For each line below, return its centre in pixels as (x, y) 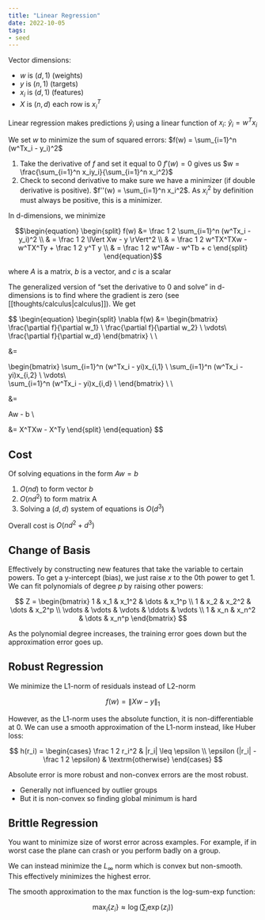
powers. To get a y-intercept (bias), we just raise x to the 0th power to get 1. (132, 578)
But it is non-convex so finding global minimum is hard (108, 798)
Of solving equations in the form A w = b (73, 474)
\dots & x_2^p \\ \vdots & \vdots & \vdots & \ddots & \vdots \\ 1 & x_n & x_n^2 (133, 610)
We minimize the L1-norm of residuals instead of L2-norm (102, 685)
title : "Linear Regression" (55, 15)
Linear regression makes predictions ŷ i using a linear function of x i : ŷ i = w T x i (133, 123)
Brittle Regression (53, 823)
